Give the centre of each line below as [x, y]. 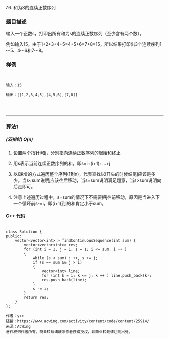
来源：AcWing [18, 326]
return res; [36, 297]
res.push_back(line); [64, 280]
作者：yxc [15, 316]
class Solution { [24, 232]
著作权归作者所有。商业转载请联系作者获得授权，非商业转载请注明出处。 [69, 332]
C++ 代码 [15, 216]
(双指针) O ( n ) [19, 139]
